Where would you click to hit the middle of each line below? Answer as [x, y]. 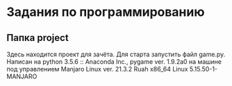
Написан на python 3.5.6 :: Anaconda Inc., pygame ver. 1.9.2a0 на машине [114, 62]
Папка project [38, 38]
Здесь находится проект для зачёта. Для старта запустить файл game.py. [116, 54]
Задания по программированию [106, 12]
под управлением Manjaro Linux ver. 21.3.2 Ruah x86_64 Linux [97, 69]
